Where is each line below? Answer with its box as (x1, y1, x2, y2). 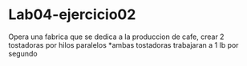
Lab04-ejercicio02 (8, 6, 136, 24)
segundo (8, 49, 38, 58)
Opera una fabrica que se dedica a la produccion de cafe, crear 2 (8, 32, 225, 41)
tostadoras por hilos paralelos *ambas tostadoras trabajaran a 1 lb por (8, 40, 239, 49)
